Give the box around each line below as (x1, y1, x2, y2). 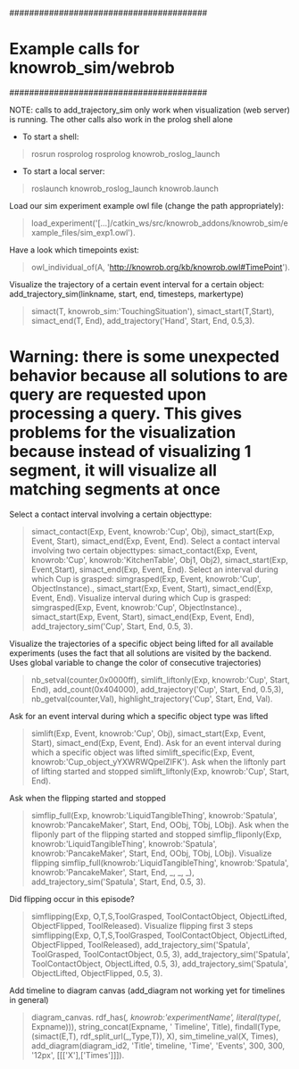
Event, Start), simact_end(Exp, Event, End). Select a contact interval (30, 535, 280, 546)
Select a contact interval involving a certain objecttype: (9, 509, 212, 519)
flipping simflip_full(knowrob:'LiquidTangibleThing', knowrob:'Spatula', (30, 857, 289, 868)
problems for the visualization (9, 423, 237, 443)
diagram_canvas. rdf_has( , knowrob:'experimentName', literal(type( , (30, 1012, 282, 1023)
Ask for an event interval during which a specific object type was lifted (9, 710, 269, 721)
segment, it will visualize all (9, 460, 217, 481)
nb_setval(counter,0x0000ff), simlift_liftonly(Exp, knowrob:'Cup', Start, (30, 674, 290, 685)
